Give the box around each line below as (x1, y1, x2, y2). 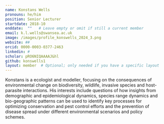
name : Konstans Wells (5, 7, 50, 12)
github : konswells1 (5, 58, 46, 63)
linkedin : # (5, 49, 30, 54)
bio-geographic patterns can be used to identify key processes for (5, 98, 142, 104)
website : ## (5, 40, 30, 45)
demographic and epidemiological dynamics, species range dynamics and (5, 93, 158, 99)
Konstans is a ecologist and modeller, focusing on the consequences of (5, 77, 152, 83)
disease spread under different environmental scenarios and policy (5, 108, 143, 115)
